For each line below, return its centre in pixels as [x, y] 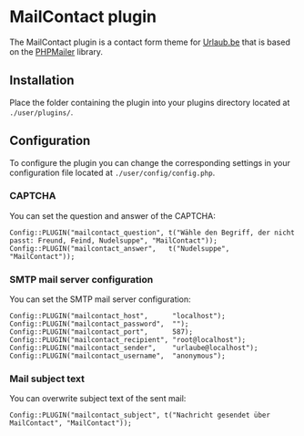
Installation [42, 81]
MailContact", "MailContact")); [71, 423]
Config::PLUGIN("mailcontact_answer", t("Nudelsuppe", [120, 248]
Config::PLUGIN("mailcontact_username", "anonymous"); [117, 356]
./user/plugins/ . [41, 112]
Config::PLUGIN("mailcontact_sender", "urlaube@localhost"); [134, 348]
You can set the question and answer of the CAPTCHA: [112, 215]
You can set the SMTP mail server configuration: [100, 299]
